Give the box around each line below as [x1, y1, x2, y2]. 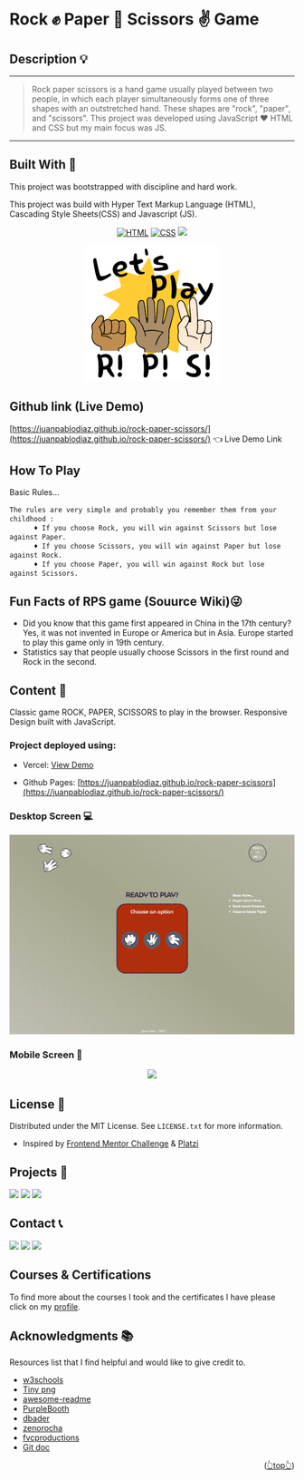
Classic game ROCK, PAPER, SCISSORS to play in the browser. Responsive [9, 706, 288, 718]
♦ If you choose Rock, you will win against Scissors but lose [33, 524, 278, 533]
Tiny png [22, 1384, 56, 1395]
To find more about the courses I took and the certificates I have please [9, 1291, 276, 1302]
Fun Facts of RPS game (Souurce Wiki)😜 [9, 593, 242, 609]
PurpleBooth [22, 1404, 70, 1415]
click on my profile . [9, 1300, 81, 1312]
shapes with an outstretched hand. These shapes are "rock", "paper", [31, 103, 291, 113]
